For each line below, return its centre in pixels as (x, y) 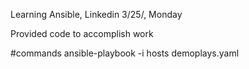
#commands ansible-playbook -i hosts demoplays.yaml (125, 53)
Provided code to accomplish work (82, 33)
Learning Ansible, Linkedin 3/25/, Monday (96, 14)
